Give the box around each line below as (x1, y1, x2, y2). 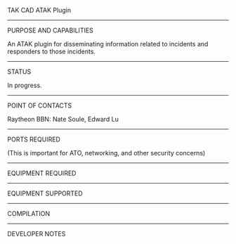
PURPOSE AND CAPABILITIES (7, 26, 93, 34)
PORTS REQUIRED (7, 135, 61, 143)
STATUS (7, 68, 32, 76)
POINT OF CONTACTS (7, 101, 72, 110)
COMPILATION (7, 210, 51, 217)
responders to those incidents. (7, 47, 96, 56)
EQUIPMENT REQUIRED (7, 169, 77, 177)
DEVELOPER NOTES (7, 230, 66, 238)
